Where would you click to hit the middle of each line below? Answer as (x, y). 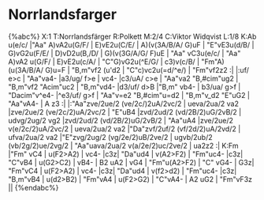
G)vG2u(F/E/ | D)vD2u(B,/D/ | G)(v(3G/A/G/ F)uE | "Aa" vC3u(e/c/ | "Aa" (125, 53)
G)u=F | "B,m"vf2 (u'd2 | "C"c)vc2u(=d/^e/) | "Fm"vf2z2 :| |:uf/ (147, 70)
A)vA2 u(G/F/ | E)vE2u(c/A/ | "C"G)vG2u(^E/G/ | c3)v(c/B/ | (104, 62)
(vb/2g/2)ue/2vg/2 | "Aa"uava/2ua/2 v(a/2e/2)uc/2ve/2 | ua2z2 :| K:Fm (123, 145)
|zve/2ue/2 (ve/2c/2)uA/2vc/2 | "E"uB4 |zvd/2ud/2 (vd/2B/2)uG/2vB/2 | (125, 111)
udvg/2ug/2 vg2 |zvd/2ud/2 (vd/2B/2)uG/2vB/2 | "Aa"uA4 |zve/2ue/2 (121, 120)
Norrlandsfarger (62, 15)
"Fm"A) (212, 62)
